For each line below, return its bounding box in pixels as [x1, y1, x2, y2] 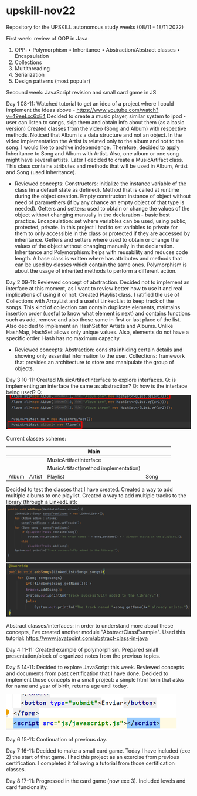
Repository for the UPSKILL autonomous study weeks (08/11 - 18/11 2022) [6, 23, 184, 31]
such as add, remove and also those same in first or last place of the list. [6, 316, 181, 323]
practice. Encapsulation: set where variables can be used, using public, [14, 217, 187, 224]
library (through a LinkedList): [6, 499, 78, 506]
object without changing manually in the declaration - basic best [14, 211, 170, 218]
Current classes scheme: [6, 435, 66, 442]
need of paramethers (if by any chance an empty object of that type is [14, 198, 185, 206]
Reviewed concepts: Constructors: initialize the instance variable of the [14, 180, 186, 187]
